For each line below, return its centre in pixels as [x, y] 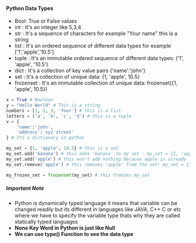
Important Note [25, 188]
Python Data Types [30, 8]
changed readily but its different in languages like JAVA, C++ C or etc [98, 209]
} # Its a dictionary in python [45, 138]
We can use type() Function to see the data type [74, 234]
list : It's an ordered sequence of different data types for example [93, 46]
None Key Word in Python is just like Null [65, 228]
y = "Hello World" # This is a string [53, 105]
